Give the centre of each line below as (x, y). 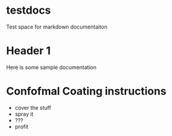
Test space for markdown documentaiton (57, 27)
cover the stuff (33, 107)
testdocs (29, 10)
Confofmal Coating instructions (86, 91)
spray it (24, 114)
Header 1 (28, 51)
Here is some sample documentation (51, 67)
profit (21, 126)
